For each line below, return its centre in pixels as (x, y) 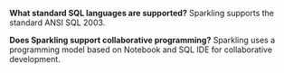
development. (35, 59)
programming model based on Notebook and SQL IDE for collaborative (141, 50)
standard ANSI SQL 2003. (57, 23)
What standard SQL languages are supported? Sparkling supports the (142, 13)
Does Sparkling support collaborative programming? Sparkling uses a (142, 40)
